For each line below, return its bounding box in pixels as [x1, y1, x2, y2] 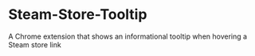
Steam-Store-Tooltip [8, 6, 147, 24]
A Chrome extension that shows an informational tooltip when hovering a [8, 32, 248, 41]
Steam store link [8, 39, 61, 49]
